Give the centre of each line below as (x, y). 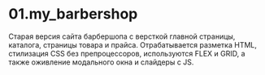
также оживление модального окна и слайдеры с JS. (101, 62)
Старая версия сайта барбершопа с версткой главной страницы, (122, 36)
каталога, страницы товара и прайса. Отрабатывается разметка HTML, (133, 44)
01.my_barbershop (73, 14)
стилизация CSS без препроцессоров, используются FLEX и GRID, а (127, 53)
